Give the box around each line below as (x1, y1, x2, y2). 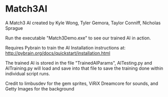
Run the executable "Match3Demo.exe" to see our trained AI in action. (5, 35, 151, 41)
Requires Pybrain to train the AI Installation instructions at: (5, 44, 126, 51)
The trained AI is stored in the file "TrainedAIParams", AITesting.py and (5, 60, 152, 66)
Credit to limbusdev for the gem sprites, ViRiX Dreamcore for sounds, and (5, 80, 158, 86)
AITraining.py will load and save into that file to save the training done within (5, 65, 163, 71)
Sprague (5, 25, 23, 31)
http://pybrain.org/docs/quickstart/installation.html (5, 50, 110, 56)
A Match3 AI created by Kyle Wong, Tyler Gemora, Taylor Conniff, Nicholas (5, 20, 161, 26)
